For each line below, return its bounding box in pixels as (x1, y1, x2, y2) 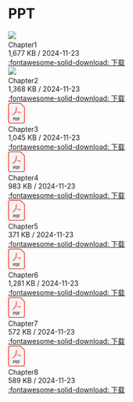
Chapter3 (8, 124, 39, 133)
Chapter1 (8, 40, 38, 49)
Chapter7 (8, 319, 38, 328)
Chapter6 (8, 270, 39, 280)
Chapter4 (8, 173, 39, 182)
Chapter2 (8, 75, 39, 85)
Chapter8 (8, 367, 39, 377)
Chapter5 (8, 221, 39, 231)
